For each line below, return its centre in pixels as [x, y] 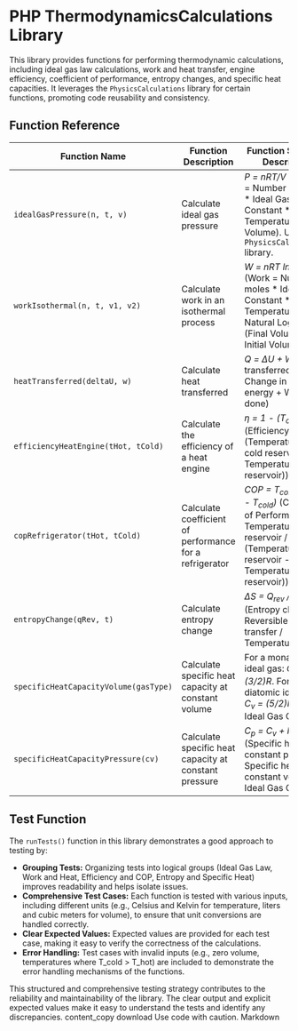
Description [208, 162]
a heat [194, 458]
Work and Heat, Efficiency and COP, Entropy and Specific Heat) [138, 876]
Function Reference [65, 126]
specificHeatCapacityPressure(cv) [86, 759]
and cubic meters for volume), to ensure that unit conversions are [141, 915]
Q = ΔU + [263, 359]
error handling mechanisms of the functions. [103, 971]
